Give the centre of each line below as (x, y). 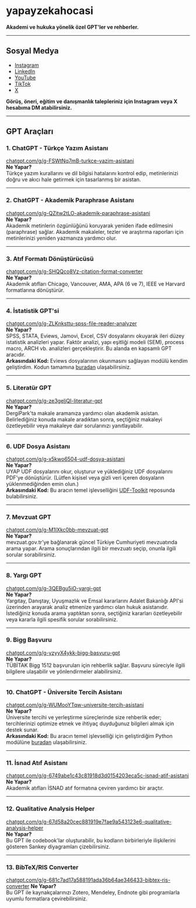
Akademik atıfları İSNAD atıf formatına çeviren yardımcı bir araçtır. (85, 788)
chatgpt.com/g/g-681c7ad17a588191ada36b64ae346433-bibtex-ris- (88, 880)
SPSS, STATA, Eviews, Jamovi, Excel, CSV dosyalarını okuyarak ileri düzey (95, 336)
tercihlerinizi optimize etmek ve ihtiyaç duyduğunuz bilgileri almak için (90, 724)
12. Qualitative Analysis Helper (50, 809)
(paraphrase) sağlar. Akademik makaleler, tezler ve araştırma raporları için (95, 232)
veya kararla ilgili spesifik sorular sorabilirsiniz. (62, 619)
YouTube (25, 77)
